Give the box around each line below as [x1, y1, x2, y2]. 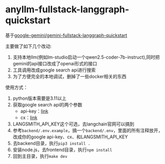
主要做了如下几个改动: [5, 43, 52, 49]
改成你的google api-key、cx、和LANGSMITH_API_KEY [12, 134, 128, 140]
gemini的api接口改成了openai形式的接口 [12, 60, 97, 66]
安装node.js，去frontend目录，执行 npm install [12, 147, 113, 153]
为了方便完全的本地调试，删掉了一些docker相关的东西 [12, 73, 127, 79]
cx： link [20, 114, 37, 120]
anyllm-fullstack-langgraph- [5, 4, 130, 15]
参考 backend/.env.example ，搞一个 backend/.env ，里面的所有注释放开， [12, 127, 163, 133]
